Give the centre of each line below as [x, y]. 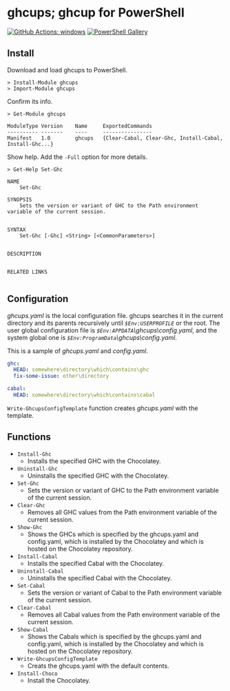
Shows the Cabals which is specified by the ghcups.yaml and [114, 636]
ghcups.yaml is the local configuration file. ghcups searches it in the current [115, 315]
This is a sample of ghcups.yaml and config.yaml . [78, 351]
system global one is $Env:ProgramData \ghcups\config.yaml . [92, 337]
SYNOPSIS [20, 200]
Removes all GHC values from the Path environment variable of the [122, 512]
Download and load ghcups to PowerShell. [67, 70]
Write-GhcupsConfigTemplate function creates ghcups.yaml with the [103, 408]
